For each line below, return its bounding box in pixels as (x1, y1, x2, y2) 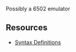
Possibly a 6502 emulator (6, 5, 70, 12)
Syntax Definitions (14, 39, 61, 46)
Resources (6, 22, 48, 33)
